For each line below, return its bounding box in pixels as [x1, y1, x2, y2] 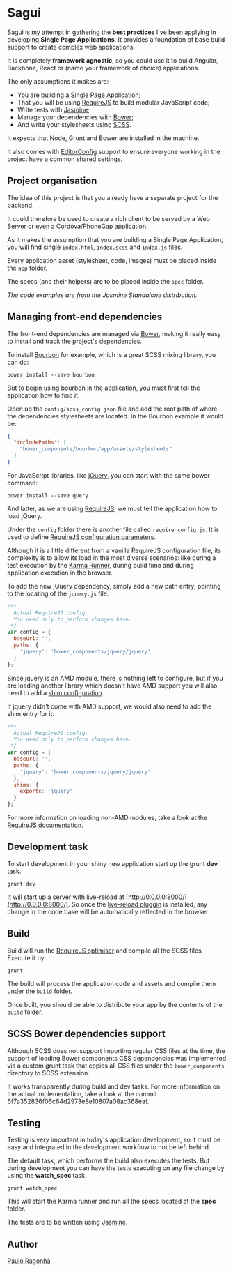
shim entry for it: [7, 709, 54, 718]
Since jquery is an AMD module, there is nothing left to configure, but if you [7, 674, 224, 682]
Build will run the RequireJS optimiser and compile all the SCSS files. [7, 946, 204, 955]
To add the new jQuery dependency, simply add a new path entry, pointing [7, 582, 221, 590]
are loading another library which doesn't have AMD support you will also [7, 681, 218, 690]
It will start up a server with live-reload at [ [7, 893, 129, 901]
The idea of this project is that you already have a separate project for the [7, 193, 218, 202]
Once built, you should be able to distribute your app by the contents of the [7, 1000, 223, 1008]
